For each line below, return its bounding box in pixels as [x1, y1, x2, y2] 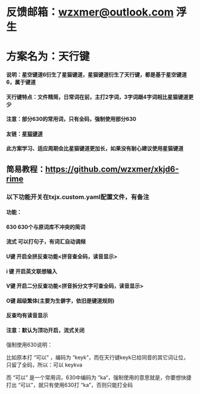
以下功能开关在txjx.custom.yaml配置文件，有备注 [6, 193, 150, 201]
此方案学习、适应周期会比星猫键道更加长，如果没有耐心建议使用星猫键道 [6, 145, 183, 152]
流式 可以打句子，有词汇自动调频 [6, 238, 86, 245]
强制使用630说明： [6, 341, 53, 348]
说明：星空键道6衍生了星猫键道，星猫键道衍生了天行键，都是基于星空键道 [6, 71, 187, 78]
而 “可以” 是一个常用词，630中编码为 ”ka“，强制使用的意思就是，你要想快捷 [6, 374, 192, 381]
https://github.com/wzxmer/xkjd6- [45, 164, 179, 174]
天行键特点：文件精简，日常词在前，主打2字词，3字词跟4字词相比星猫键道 [6, 93, 189, 100]
